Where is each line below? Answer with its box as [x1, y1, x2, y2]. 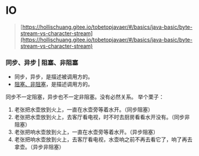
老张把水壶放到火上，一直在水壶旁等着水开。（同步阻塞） [14, 106, 154, 114]
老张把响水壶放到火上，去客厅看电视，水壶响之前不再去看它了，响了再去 [14, 136, 192, 143]
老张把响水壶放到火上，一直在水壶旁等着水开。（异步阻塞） [14, 129, 159, 136]
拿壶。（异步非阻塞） [14, 143, 65, 151]
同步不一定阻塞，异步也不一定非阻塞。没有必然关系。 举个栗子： [5, 93, 164, 100]
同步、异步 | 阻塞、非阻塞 [5, 58, 78, 66]
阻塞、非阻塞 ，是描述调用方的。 [14, 81, 93, 88]
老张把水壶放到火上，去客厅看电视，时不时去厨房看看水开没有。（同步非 [14, 114, 190, 121]
